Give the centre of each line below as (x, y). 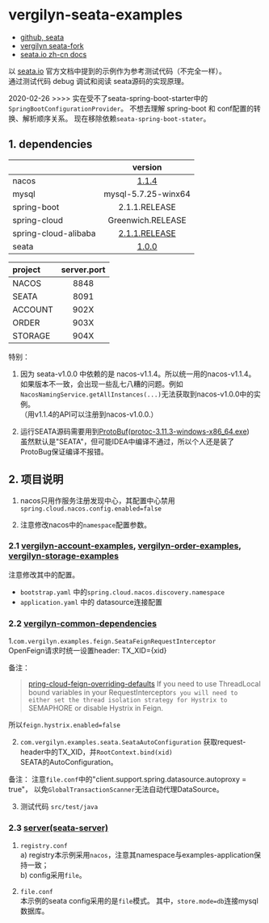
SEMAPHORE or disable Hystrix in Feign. (96, 708)
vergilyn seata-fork (52, 45)
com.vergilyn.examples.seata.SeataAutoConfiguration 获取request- (133, 742)
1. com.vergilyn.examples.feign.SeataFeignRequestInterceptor (112, 641)
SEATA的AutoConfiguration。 (69, 762)
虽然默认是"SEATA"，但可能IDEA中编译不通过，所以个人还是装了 (127, 441)
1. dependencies (50, 144)
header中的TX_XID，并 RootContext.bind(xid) (96, 752)
